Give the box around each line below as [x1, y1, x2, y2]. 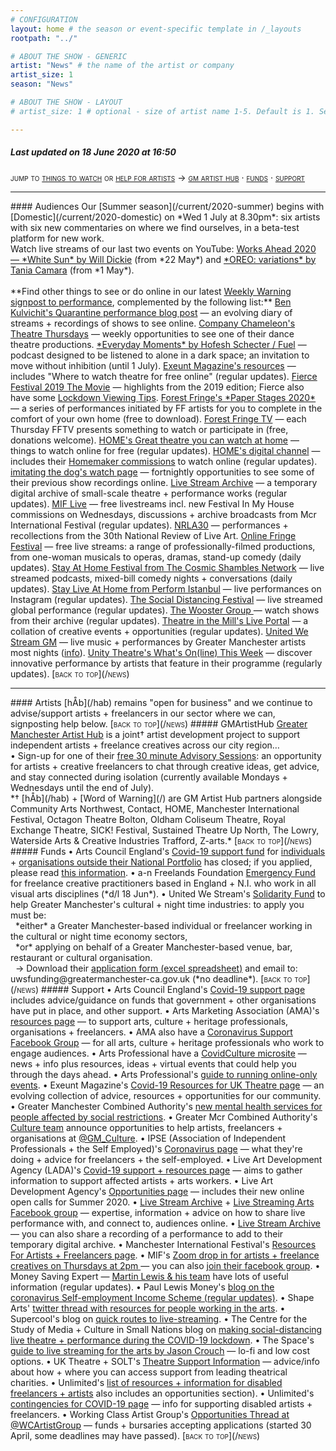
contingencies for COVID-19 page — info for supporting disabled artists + [10, 1397, 313, 1410]
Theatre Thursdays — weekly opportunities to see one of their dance [10, 327, 295, 340]
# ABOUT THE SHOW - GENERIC [10, 51, 128, 61]
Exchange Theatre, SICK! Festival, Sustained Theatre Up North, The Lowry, [10, 824, 320, 836]
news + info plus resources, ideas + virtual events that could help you [10, 1057, 297, 1070]
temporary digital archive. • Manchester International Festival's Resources [10, 1238, 317, 1250]
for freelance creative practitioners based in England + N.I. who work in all [10, 877, 317, 889]
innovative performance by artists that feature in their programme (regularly [10, 657, 323, 669]
